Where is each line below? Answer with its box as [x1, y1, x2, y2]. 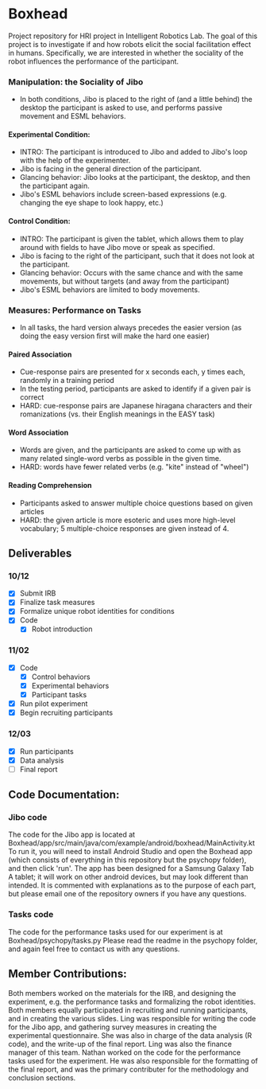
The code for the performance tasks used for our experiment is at [8, 927, 224, 936]
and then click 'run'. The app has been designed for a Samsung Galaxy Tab [8, 864, 254, 873]
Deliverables [8, 546, 72, 560]
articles [19, 506, 45, 516]
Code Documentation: [8, 788, 120, 802]
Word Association [8, 427, 69, 437]
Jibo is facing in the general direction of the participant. [19, 164, 202, 174]
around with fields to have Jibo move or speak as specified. [19, 242, 215, 252]
